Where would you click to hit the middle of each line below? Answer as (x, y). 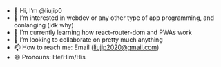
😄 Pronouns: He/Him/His (50, 57)
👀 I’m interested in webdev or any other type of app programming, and (114, 18)
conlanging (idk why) (44, 25)
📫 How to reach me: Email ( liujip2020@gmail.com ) (86, 47)
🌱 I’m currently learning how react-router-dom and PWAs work (103, 32)
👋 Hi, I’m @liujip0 (38, 11)
